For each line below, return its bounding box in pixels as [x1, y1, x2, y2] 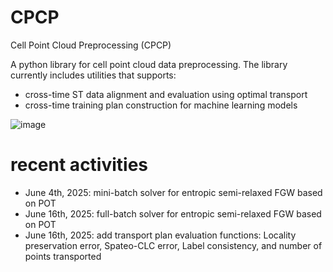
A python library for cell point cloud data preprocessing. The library [10, 58, 288, 70]
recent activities [10, 154, 149, 176]
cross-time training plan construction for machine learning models [24, 99, 298, 111]
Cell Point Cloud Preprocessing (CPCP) [10, 39, 172, 51]
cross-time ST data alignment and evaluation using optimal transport [24, 88, 308, 100]
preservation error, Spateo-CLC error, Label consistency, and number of [24, 239, 323, 251]
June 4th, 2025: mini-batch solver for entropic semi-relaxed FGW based [24, 186, 323, 198]
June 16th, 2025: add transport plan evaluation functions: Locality [24, 229, 297, 241]
